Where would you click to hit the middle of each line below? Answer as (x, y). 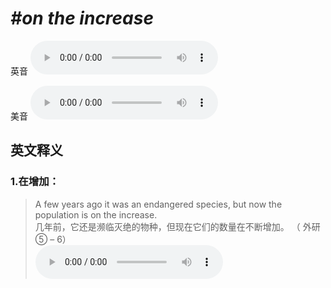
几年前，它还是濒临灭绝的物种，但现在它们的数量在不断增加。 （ (167, 226)
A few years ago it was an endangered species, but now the (158, 204)
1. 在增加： (35, 182)
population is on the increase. (96, 214)
